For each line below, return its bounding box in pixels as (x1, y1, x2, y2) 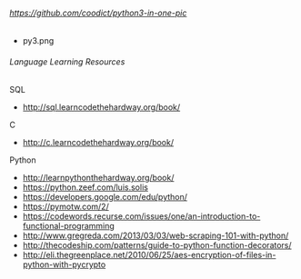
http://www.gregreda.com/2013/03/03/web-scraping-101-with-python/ (22, 230, 289, 241)
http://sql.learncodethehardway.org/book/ (22, 102, 181, 113)
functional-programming (22, 221, 115, 232)
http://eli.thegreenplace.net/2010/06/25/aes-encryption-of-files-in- (22, 250, 276, 261)
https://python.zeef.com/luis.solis (22, 182, 148, 193)
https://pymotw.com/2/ (22, 201, 109, 213)
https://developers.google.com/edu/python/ (22, 192, 188, 203)
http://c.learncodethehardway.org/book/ (22, 137, 175, 148)
